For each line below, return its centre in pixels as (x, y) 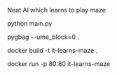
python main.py (30, 23)
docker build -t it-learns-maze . (53, 50)
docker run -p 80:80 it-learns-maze (59, 64)
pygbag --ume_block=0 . (43, 37)
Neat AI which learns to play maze (57, 10)
